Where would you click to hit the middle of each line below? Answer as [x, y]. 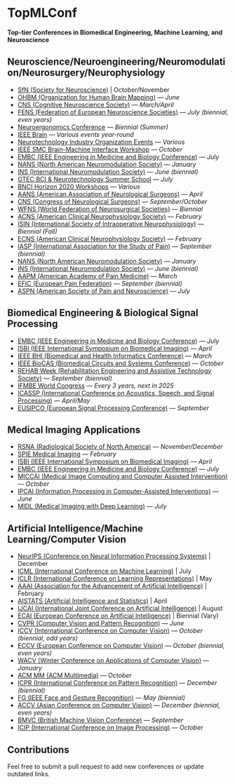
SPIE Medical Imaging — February [67, 454]
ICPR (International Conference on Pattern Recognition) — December [117, 683]
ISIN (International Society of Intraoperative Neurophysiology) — [111, 224]
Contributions [38, 749]
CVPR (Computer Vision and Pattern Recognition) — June [101, 623]
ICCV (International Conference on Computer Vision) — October [110, 631]
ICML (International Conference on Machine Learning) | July [104, 571]
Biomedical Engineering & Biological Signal [103, 313]
